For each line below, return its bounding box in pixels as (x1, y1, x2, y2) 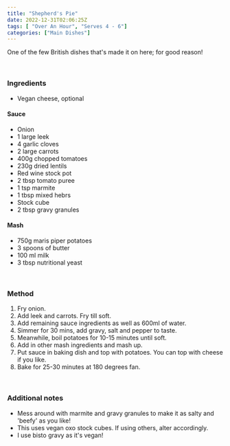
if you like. (16, 355, 47, 364)
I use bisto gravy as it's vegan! (16, 431, 104, 439)
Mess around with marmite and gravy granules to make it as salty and (16, 409, 214, 417)
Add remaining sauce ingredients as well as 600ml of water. (16, 319, 187, 327)
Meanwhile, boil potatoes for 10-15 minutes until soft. (16, 334, 167, 342)
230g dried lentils (16, 161, 67, 170)
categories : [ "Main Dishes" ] (7, 29, 91, 36)
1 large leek (16, 132, 49, 141)
